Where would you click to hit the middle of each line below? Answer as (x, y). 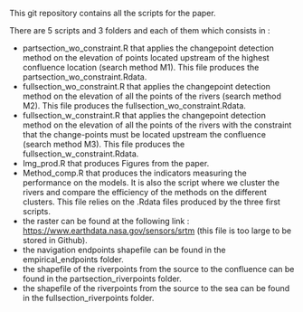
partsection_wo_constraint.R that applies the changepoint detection (148, 48)
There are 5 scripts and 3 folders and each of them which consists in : (140, 30)
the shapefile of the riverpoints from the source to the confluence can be (158, 269)
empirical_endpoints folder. (73, 260)
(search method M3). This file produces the (104, 144)
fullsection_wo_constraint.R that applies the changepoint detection (147, 86)
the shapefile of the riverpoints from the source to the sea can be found (156, 288)
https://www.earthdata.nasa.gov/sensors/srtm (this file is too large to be (157, 231)
